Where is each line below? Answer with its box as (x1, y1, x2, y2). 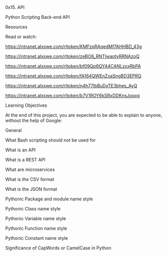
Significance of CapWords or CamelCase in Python (5, 245, 111, 251)
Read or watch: (5, 34, 37, 39)
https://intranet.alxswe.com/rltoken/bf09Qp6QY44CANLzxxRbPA (5, 63, 141, 69)
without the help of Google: (5, 117, 62, 123)
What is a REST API (5, 157, 46, 162)
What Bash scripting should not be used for (5, 137, 96, 143)
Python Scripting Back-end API (5, 14, 70, 20)
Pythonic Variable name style (5, 216, 66, 222)
